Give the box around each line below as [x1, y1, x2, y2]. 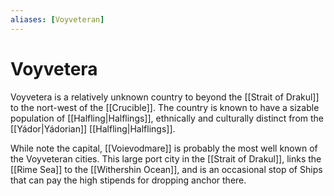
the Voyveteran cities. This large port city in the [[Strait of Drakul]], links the [10, 152, 322, 165]
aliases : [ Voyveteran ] [10, 14, 105, 25]
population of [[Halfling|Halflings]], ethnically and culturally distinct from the [10, 112, 324, 124]
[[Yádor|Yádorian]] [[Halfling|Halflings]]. [10, 122, 176, 135]
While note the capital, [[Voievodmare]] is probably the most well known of [10, 142, 318, 154]
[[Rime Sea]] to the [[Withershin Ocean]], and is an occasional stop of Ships [10, 163, 323, 175]
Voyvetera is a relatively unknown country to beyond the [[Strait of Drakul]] [10, 91, 320, 103]
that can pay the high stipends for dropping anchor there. [10, 174, 247, 186]
